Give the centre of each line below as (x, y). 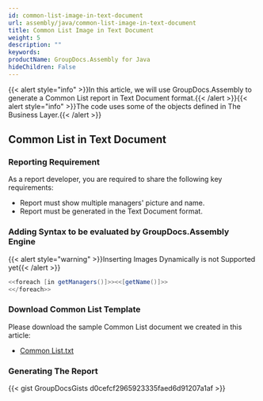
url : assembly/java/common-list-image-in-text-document (102, 23)
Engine (22, 242)
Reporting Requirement (54, 162)
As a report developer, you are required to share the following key (115, 180)
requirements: (31, 187)
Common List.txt (46, 350)
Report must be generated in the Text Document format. (111, 211)
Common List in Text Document (87, 140)
